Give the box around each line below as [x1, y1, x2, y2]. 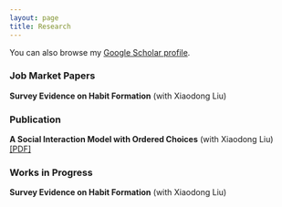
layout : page [9, 13, 59, 23]
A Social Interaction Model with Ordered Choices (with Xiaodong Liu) [9, 134, 274, 145]
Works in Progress [9, 166, 93, 179]
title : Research [9, 22, 71, 31]
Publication [9, 113, 61, 126]
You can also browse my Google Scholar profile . [9, 47, 191, 57]
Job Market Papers [9, 69, 96, 82]
